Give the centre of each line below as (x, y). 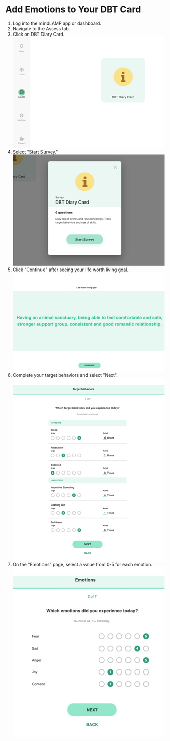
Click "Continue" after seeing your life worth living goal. (71, 270)
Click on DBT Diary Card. (38, 34)
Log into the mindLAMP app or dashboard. (57, 23)
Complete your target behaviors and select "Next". (65, 375)
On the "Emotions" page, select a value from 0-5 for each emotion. (82, 564)
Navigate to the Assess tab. (41, 28)
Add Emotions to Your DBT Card (73, 9)
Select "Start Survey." (35, 152)
